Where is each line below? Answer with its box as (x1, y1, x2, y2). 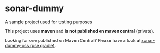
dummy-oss (5, 42, 29, 48)
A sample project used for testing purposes (5, 19, 92, 25)
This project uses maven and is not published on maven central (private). (5, 28, 155, 34)
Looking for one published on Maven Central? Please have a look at (5, 37, 140, 43)
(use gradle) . (30, 42, 56, 48)
